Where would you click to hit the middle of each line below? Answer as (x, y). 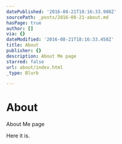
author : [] (20, 28)
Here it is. (18, 136)
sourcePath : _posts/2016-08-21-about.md (58, 17)
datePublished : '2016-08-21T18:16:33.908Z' (62, 12)
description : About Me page (41, 56)
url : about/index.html (35, 67)
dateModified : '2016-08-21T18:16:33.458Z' (60, 39)
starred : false (25, 62)
